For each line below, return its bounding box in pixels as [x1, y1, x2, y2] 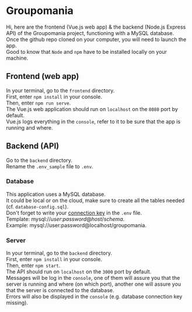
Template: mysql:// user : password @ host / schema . [6, 215, 125, 223]
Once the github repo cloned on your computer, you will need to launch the [6, 36, 187, 43]
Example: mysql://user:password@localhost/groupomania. [6, 221, 147, 228]
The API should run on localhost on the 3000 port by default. [6, 268, 152, 275]
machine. [6, 54, 29, 61]
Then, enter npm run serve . [6, 99, 71, 106]
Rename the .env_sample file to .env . [6, 162, 93, 170]
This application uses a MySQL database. [6, 190, 106, 197]
